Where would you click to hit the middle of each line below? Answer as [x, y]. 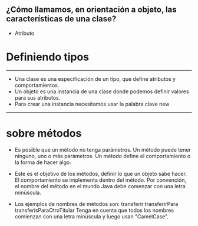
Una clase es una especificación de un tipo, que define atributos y [95, 78]
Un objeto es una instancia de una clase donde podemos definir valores [102, 91]
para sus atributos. [37, 97]
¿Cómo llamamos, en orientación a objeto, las [91, 10]
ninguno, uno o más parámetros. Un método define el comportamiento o [103, 156]
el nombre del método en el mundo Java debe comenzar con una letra [100, 186]
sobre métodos [44, 133]
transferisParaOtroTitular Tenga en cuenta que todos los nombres [94, 210]
